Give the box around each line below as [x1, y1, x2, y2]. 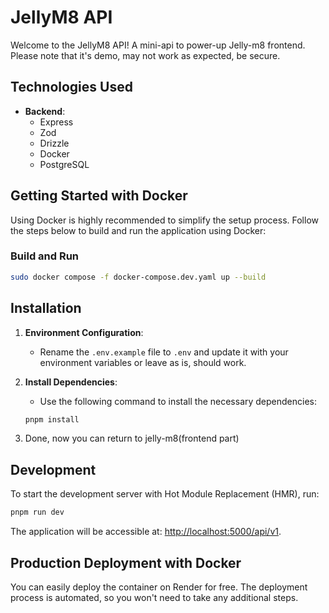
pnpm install [24, 414, 80, 425]
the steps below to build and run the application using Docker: [10, 224, 267, 236]
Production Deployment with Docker [10, 554, 242, 571]
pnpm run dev [10, 507, 65, 518]
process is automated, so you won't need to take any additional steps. [10, 591, 299, 603]
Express [39, 116, 74, 128]
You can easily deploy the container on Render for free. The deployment [10, 581, 308, 593]
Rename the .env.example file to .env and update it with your [39, 346, 289, 358]
